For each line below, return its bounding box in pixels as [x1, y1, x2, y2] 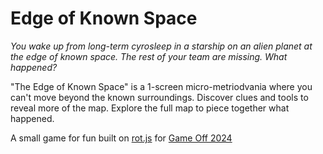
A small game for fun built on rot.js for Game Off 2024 [10, 132, 233, 144]
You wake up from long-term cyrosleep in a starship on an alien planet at [10, 40, 313, 52]
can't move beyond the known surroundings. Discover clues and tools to [10, 91, 309, 103]
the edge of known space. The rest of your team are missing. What [10, 50, 288, 62]
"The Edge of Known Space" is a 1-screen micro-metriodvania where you [10, 80, 313, 92]
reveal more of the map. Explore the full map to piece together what [10, 102, 290, 114]
